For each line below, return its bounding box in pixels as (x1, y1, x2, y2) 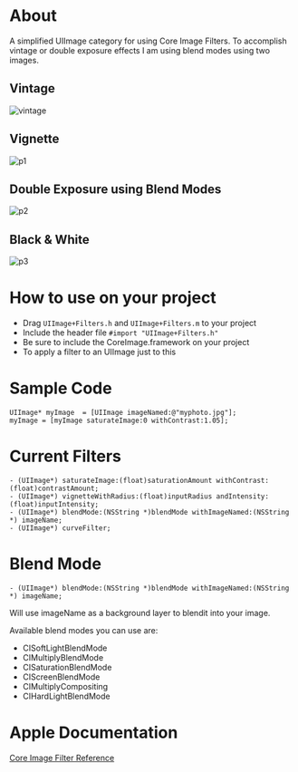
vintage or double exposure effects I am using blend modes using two (9, 44, 270, 55)
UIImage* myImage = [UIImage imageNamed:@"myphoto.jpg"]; (9, 409, 237, 418)
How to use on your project (9, 287, 217, 308)
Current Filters (9, 446, 122, 467)
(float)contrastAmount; (9, 484, 100, 493)
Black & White (9, 232, 90, 247)
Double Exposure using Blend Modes (9, 181, 222, 197)
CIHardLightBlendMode (22, 690, 111, 701)
